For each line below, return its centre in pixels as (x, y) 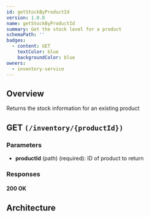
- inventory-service (38, 69)
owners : (16, 63)
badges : (16, 40)
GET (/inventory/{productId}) (65, 127)
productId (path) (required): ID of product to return (79, 158)
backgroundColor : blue (46, 57)
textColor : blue (38, 52)
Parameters (24, 145)
